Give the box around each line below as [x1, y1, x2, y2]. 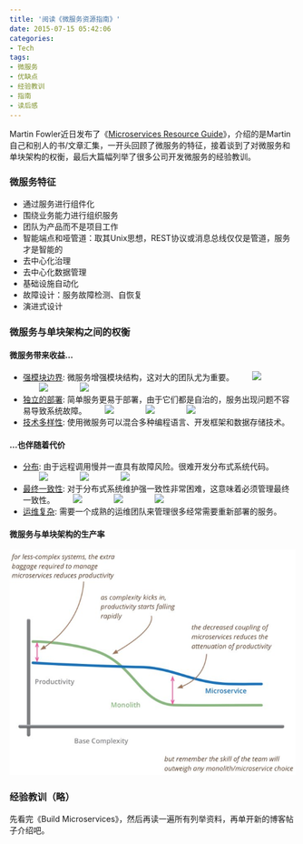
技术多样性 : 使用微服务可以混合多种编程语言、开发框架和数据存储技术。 [22, 417, 290, 427]
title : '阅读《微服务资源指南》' [9, 15, 121, 24]
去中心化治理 [22, 255, 71, 266]
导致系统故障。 [30, 405, 87, 416]
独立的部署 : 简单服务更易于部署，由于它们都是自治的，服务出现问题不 [22, 394, 282, 405]
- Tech [9, 44, 34, 53]
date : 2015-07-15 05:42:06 [9, 24, 112, 34]
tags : [9, 53, 30, 63]
